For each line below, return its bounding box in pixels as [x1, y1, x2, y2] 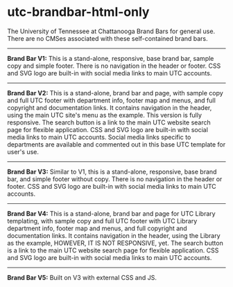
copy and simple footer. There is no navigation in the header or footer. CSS [7, 62, 221, 70]
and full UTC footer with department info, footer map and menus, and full [7, 96, 216, 104]
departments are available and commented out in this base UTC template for [7, 140, 226, 149]
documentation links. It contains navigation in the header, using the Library [7, 231, 221, 239]
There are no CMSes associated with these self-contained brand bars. [7, 34, 208, 42]
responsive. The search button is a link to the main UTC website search [7, 118, 212, 127]
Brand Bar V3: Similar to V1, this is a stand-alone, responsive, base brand [7, 167, 217, 176]
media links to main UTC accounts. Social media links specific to [7, 133, 191, 141]
